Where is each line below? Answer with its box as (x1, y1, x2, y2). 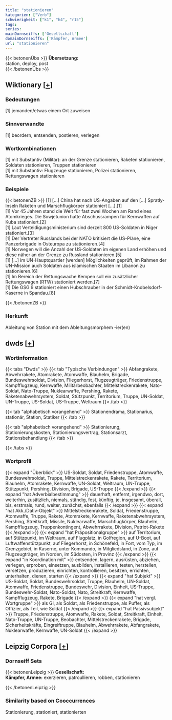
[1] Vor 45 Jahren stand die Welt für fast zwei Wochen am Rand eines (5, 208, 152, 214)
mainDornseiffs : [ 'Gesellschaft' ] (5, 31, 79, 36)
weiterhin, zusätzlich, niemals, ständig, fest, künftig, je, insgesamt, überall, (5, 497, 162, 503)
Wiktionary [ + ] (5, 80, 53, 90)
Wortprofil (5, 458, 32, 465)
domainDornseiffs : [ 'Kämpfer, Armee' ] (5, 36, 88, 42)
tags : (5, 22, 17, 27)
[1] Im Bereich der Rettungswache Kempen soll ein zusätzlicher (5, 274, 138, 280)
